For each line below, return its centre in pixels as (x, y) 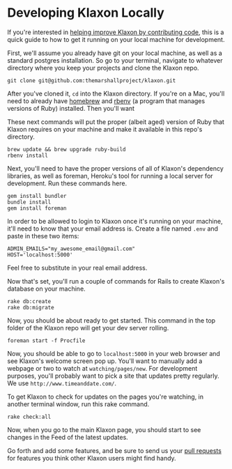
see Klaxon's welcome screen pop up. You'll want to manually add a (105, 361)
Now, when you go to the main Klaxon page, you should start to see (104, 429)
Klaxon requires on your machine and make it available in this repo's (105, 129)
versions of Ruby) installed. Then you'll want (71, 108)
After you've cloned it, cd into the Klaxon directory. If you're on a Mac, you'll (116, 93)
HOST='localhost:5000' (40, 255)
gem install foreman (37, 208)
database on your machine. (46, 289)
